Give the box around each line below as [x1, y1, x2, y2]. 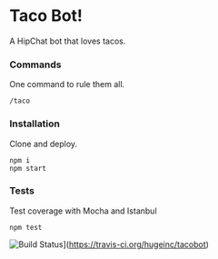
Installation [9, 117, 61, 130]
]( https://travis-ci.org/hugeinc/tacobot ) [63, 238, 209, 250]
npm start [9, 164, 47, 173]
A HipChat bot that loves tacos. [9, 35, 126, 46]
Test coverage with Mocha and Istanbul [9, 205, 157, 216]
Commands [9, 58, 62, 71]
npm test [9, 223, 43, 232]
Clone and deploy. [9, 138, 78, 149]
